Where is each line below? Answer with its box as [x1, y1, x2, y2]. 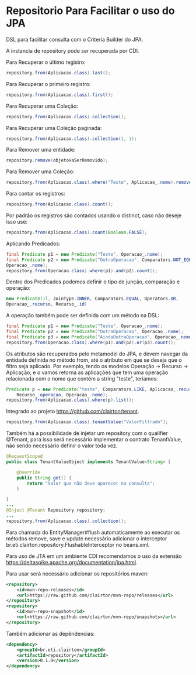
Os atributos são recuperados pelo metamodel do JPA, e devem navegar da [6, 350, 188, 357]
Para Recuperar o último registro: [6, 59, 86, 66]
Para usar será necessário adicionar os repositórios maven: [6, 570, 149, 577]
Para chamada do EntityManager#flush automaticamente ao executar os [6, 529, 180, 536]
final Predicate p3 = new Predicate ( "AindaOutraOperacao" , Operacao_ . [6, 334, 181, 340]
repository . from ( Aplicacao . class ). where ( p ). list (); [6, 397, 134, 403]
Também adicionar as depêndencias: [6, 630, 95, 637]
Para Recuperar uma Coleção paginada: [6, 124, 102, 131]
